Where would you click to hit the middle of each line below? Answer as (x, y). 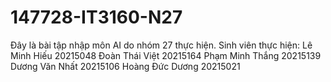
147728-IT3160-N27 (96, 17)
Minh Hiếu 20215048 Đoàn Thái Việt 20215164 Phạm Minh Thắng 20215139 (166, 55)
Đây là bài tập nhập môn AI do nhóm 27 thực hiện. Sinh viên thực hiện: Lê (161, 45)
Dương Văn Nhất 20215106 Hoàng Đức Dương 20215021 (125, 66)
